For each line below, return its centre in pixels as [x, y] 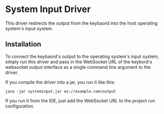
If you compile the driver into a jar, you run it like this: [60, 82]
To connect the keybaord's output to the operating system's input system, [82, 56]
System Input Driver [48, 9]
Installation [23, 44]
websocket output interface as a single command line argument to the [78, 67]
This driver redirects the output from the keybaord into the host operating [81, 23]
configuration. [20, 106]
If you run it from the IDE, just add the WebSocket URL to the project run [80, 100]
